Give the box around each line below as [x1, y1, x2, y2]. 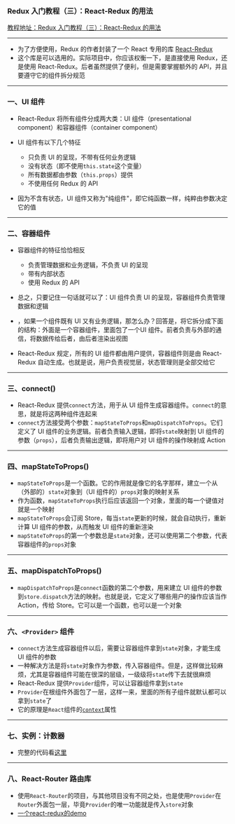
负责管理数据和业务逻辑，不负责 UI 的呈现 [27, 261, 148, 269]
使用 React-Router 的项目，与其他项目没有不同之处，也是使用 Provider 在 [17, 791, 222, 799]
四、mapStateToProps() [7, 462, 90, 472]
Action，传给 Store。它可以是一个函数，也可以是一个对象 [17, 600, 183, 609]
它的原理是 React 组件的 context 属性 [17, 706, 117, 714]
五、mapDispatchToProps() [7, 566, 102, 576]
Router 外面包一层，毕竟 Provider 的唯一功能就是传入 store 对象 [17, 800, 194, 809]
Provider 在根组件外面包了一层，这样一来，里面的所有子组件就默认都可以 [17, 688, 227, 696]
